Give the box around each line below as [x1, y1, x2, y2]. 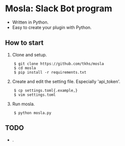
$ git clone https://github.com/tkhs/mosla [14, 61, 104, 66]
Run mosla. [12, 101, 35, 107]
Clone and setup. [12, 52, 47, 58]
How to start [5, 39, 44, 47]
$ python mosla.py [14, 110, 51, 116]
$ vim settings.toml [14, 92, 56, 97]
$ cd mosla [14, 65, 36, 70]
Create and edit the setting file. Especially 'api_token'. [12, 78, 121, 84]
